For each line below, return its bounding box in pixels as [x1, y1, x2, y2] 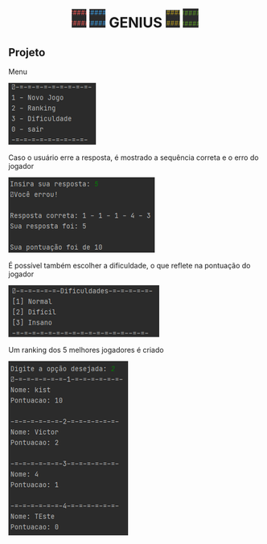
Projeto [8, 45, 46, 59]
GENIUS [108, 14, 163, 32]
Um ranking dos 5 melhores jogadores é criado [8, 346, 164, 354]
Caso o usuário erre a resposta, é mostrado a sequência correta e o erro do [8, 153, 259, 162]
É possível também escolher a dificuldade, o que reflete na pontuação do [8, 261, 251, 270]
